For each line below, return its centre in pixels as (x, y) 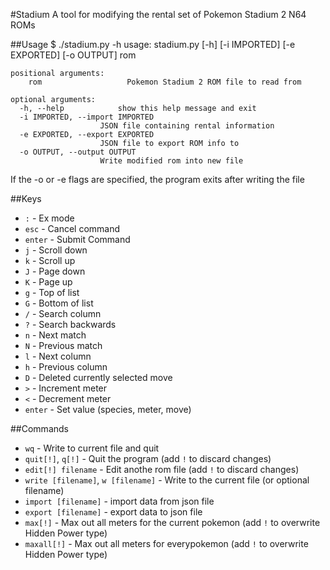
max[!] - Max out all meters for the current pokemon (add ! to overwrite (172, 522)
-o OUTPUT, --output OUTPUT (78, 152)
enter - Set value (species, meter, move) (108, 409)
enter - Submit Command (77, 239)
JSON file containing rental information (187, 126)
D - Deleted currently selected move (98, 377)
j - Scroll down (56, 250)
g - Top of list (52, 292)
